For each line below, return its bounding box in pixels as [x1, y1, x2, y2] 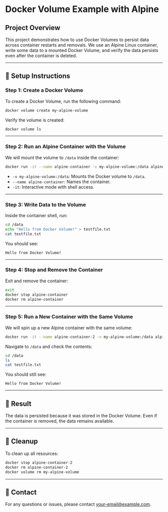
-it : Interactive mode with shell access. [12, 184, 95, 190]
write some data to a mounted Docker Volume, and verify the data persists [5, 48, 158, 53]
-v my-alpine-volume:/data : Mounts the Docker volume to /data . [12, 173, 146, 179]
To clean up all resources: [5, 450, 58, 456]
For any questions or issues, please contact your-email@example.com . [5, 501, 151, 507]
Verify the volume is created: [5, 117, 64, 123]
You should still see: [5, 371, 46, 377]
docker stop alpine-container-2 [5, 460, 72, 465]
